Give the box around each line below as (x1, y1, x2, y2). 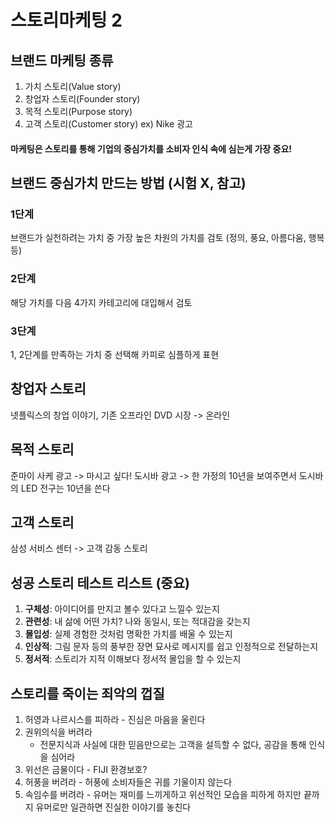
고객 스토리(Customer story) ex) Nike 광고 (24, 118, 193, 130)
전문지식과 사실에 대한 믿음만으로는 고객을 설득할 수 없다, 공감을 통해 (39, 738, 307, 750)
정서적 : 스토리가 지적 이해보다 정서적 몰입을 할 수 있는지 (24, 653, 242, 665)
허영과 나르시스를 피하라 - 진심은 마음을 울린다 (24, 713, 206, 725)
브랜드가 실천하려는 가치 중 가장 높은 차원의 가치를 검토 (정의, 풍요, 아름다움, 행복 (10, 232, 325, 244)
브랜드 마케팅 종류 (10, 52, 114, 69)
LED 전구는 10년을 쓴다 (20, 482, 111, 494)
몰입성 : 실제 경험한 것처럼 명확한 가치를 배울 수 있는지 (24, 628, 233, 640)
